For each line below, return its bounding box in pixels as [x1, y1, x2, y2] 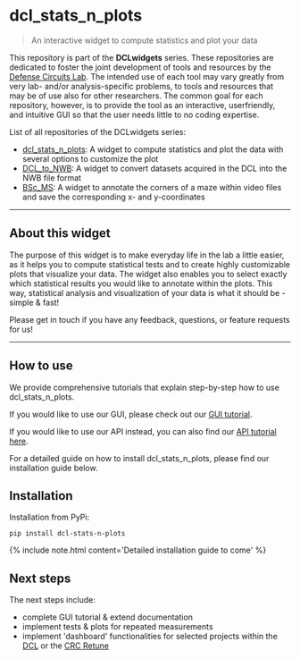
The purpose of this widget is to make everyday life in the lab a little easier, [9, 249, 285, 260]
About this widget [9, 225, 112, 241]
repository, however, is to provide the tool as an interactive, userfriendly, [9, 99, 276, 110]
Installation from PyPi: [9, 511, 90, 523]
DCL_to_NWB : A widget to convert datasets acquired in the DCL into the [21, 163, 287, 173]
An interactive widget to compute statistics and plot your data [30, 35, 258, 46]
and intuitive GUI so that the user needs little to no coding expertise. [9, 109, 260, 120]
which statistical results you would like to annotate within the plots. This [9, 278, 273, 289]
